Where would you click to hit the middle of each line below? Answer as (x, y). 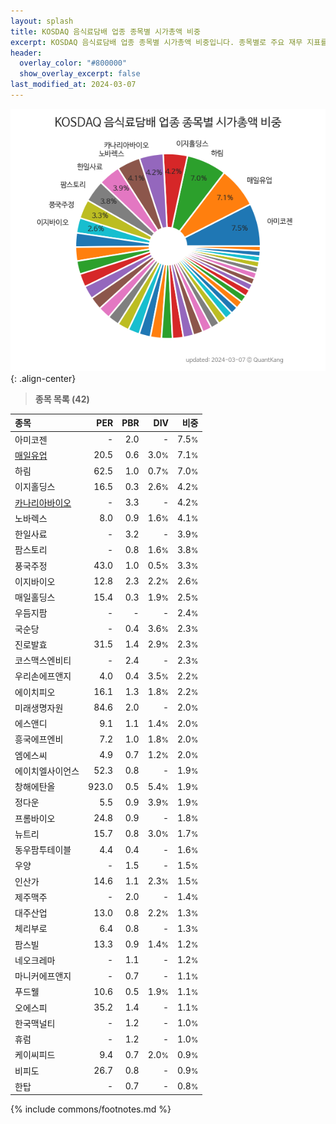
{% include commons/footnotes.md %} (91, 1109)
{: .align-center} (43, 378)
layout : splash (42, 21)
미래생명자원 (39, 707)
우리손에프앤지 (43, 676)
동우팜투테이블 (43, 850)
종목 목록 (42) (62, 399)
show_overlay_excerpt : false (80, 74)
